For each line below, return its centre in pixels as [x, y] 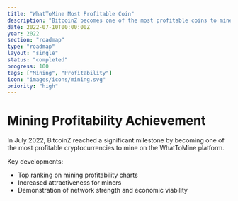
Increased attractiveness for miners [69, 183]
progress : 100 [28, 66]
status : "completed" [38, 60]
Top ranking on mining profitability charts [78, 175]
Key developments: [35, 162]
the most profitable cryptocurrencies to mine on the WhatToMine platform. [116, 148]
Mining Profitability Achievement [107, 121]
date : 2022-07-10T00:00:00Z [49, 27]
